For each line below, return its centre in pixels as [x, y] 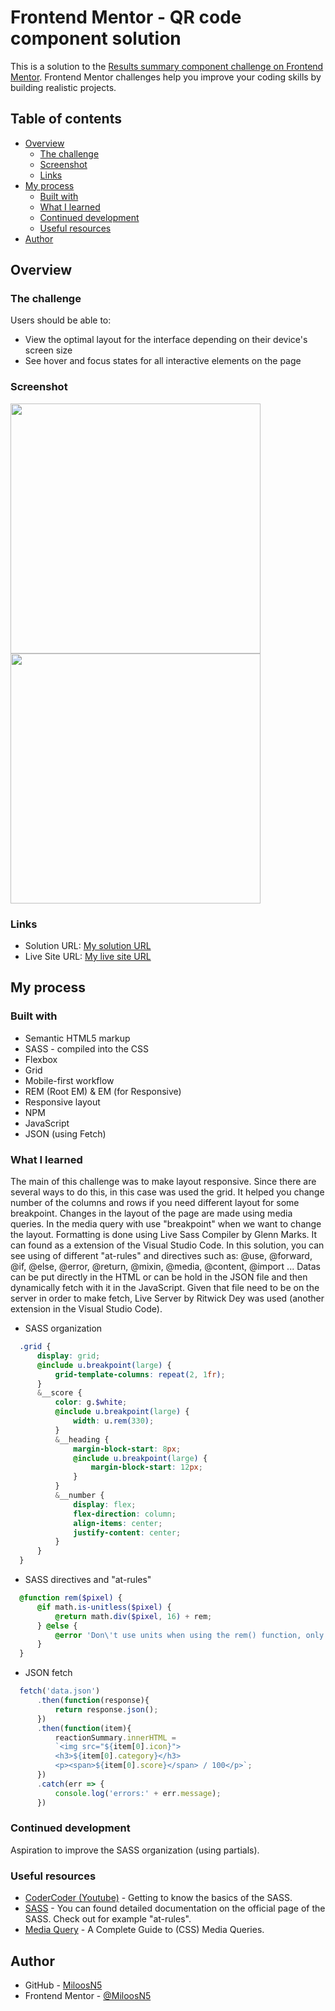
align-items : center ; [118, 1523]
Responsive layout [62, 1102]
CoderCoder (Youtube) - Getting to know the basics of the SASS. [158, 1898]
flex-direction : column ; [125, 1514]
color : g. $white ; [91, 1402]
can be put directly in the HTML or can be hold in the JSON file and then [159, 1277]
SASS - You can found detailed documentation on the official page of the [175, 1908]
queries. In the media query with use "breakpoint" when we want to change [166, 1224]
